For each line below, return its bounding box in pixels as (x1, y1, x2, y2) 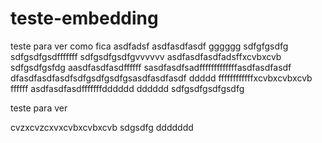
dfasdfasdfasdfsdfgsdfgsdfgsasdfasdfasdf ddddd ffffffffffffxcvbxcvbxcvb (10, 72, 313, 84)
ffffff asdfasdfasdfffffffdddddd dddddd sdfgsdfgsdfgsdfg (10, 82, 245, 94)
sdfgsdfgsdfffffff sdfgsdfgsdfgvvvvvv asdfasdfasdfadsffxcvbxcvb (10, 50, 282, 62)
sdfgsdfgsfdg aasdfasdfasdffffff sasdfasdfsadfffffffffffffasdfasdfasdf (10, 61, 292, 73)
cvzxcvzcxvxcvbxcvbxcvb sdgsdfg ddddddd (10, 121, 194, 133)
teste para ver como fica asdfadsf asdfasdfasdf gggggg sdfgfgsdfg (10, 40, 289, 52)
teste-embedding (10, 7, 159, 30)
